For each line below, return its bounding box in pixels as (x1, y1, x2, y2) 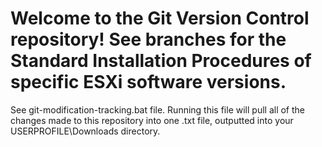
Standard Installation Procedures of (10, 50, 312, 72)
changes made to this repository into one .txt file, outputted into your (10, 114, 294, 126)
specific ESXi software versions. (10, 71, 287, 94)
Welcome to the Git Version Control (10, 7, 310, 30)
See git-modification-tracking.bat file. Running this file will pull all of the (10, 103, 305, 116)
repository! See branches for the (10, 28, 287, 51)
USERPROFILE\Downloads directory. (10, 125, 161, 137)
